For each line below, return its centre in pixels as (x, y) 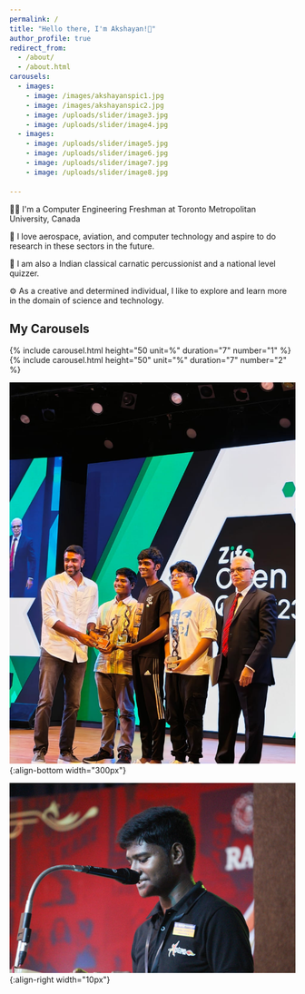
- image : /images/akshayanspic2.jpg (95, 105)
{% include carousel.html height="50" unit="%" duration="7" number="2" (148, 360)
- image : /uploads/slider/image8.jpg (97, 172)
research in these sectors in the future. (82, 246)
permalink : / (34, 19)
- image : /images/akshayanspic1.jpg (95, 95)
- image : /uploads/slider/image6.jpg (97, 153)
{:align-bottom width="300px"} (68, 771)
